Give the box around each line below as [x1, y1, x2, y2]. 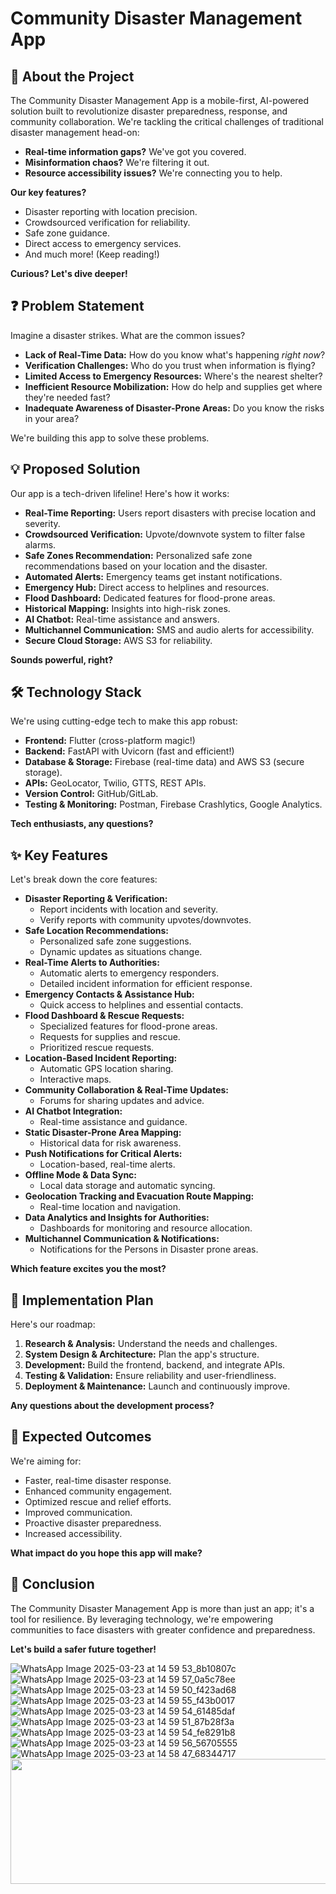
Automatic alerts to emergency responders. [39, 967, 220, 979]
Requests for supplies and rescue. [39, 1031, 181, 1043]
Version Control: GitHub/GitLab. [24, 788, 159, 800]
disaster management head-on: [10, 127, 140, 138]
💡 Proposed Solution [10, 461, 141, 478]
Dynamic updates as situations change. [39, 946, 203, 958]
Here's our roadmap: [10, 1318, 96, 1331]
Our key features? [10, 187, 87, 198]
